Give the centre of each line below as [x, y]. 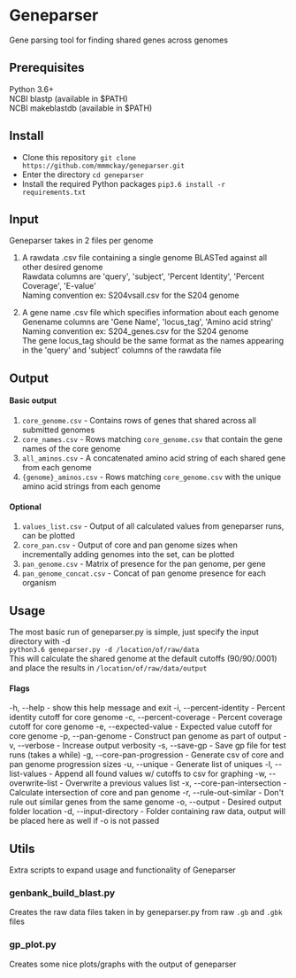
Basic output [33, 400]
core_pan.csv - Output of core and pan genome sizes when [130, 545]
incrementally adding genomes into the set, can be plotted [128, 555]
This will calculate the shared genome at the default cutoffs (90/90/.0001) [143, 658]
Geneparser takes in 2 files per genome [81, 241]
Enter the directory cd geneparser [83, 175]
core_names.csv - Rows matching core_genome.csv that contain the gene [152, 439]
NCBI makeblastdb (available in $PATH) [81, 108]
